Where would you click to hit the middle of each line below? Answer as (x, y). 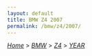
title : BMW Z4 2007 (35, 20)
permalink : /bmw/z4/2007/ (44, 26)
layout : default (30, 13)
